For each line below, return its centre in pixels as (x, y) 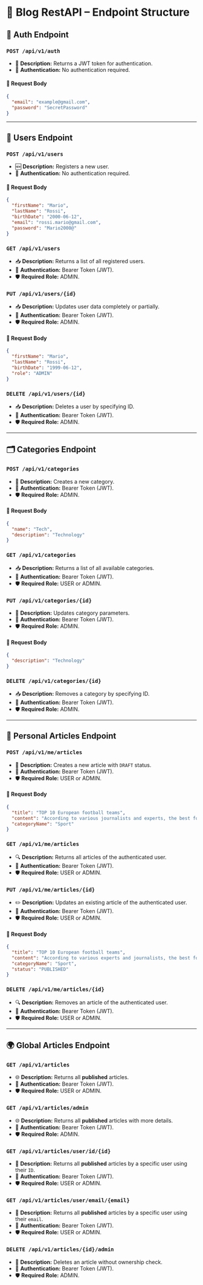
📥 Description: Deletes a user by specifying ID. (75, 406)
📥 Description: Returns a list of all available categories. (85, 568)
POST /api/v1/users (35, 154)
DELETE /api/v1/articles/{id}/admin (60, 1250)
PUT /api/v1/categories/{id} (49, 601)
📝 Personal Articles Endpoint (61, 736)
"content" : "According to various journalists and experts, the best (101, 818)
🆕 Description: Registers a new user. (62, 167)
